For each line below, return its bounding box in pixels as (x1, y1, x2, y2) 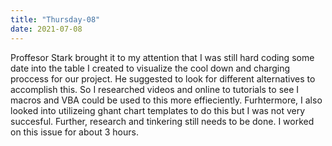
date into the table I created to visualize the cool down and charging (10, 62, 291, 74)
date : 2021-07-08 (10, 24, 83, 34)
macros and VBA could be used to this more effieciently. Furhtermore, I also (10, 94, 323, 106)
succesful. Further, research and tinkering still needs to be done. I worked (10, 115, 315, 127)
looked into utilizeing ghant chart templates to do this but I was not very (10, 104, 306, 116)
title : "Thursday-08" (10, 14, 101, 25)
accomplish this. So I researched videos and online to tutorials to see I (10, 83, 300, 95)
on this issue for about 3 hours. (10, 126, 139, 138)
